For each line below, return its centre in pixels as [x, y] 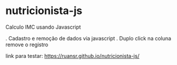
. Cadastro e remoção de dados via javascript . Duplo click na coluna [88, 38]
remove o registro [27, 45]
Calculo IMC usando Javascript [43, 27]
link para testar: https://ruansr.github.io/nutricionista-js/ [73, 56]
